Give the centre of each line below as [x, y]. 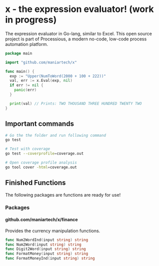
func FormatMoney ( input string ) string [47, 254]
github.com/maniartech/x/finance [42, 220]
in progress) [31, 20]
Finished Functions [35, 183]
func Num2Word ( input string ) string [43, 245]
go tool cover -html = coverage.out [41, 167]
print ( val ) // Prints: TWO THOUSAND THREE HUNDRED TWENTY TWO [76, 103]
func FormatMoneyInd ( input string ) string [50, 259]
